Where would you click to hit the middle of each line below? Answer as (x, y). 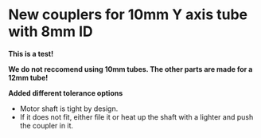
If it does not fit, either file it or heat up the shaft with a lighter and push (136, 116)
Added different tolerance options (66, 93)
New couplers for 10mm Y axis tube (128, 15)
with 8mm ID (51, 32)
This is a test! (31, 53)
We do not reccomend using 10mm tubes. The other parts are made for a (130, 69)
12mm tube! (28, 77)
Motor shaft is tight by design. (69, 108)
